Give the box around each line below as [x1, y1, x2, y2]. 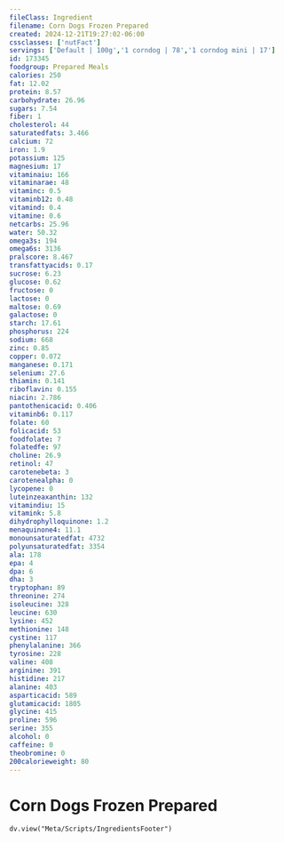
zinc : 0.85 [9, 343, 50, 352]
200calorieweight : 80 [9, 757, 90, 766]
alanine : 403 [9, 682, 58, 692]
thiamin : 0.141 [9, 377, 66, 386]
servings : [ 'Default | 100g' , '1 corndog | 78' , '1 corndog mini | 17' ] [9, 46, 276, 55]
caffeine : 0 [9, 740, 53, 750]
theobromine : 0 [9, 749, 66, 758]
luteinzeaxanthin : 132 [9, 493, 93, 501]
